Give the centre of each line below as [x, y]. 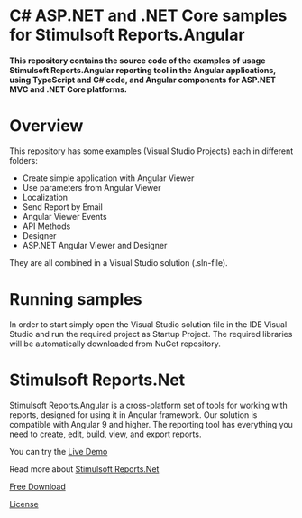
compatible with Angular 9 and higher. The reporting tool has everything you [151, 424]
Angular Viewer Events [64, 216]
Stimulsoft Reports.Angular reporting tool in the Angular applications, [143, 70]
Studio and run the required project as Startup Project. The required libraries [151, 334]
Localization [45, 197]
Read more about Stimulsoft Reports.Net [84, 469]
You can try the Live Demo [59, 451]
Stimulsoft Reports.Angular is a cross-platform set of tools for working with [149, 405]
